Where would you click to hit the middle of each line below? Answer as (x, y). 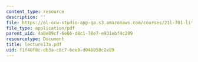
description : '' (26, 17)
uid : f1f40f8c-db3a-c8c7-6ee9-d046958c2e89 (60, 50)
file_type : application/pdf (41, 28)
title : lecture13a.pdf (34, 45)
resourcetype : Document (35, 39)
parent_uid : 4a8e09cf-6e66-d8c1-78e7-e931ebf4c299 (70, 34)
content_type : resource (35, 12)
